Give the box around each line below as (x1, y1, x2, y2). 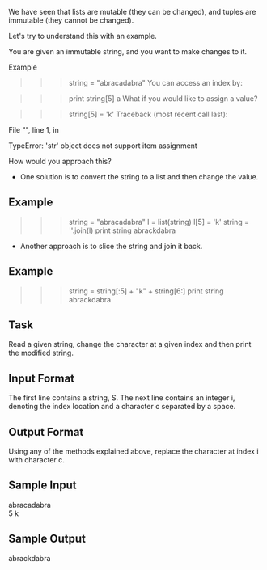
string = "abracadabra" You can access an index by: (68, 78, 243, 87)
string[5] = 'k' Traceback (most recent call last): (68, 109, 228, 119)
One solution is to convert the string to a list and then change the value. (19, 172, 259, 181)
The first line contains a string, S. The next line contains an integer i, (8, 393, 235, 403)
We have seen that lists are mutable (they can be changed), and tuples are (8, 7, 256, 16)
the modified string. (8, 348, 74, 358)
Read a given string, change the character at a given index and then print (8, 340, 252, 349)
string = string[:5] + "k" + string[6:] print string (68, 286, 224, 296)
